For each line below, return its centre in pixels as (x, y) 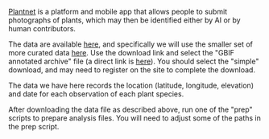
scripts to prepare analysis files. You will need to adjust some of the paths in (135, 118)
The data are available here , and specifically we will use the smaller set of (131, 44)
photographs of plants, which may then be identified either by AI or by (124, 20)
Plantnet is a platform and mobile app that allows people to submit (118, 12)
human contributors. (42, 29)
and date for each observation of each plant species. (96, 94)
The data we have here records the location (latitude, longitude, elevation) (131, 85)
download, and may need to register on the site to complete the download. (132, 70)
